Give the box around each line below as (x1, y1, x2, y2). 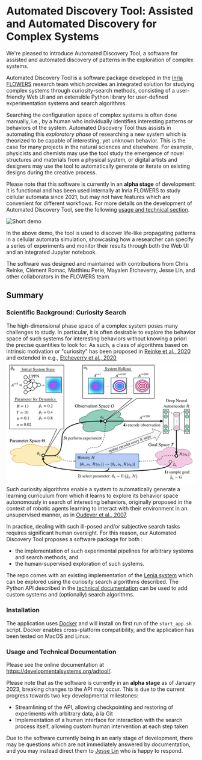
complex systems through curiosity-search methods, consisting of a (6, 87, 176, 94)
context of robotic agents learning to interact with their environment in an (6, 505, 188, 512)
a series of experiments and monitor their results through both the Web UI (6, 242, 189, 249)
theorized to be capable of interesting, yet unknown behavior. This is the (6, 136, 186, 144)
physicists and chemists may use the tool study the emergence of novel (6, 149, 185, 157)
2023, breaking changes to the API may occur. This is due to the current (6, 685, 185, 693)
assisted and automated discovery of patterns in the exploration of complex (6, 56, 194, 63)
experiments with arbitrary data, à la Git (14, 709, 113, 717)
